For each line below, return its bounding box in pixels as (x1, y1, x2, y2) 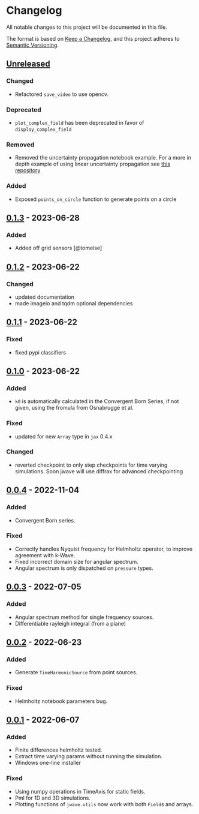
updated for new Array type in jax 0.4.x (14, 432, 113, 440)
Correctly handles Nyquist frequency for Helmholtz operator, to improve (14, 545, 193, 552)
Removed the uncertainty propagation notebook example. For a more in (14, 154, 192, 161)
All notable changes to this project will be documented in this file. (6, 23, 168, 31)
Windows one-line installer (14, 759, 81, 767)
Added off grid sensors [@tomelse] (14, 244, 102, 252)
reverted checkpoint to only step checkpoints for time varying (14, 461, 168, 468)
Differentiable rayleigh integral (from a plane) (14, 620, 126, 627)
